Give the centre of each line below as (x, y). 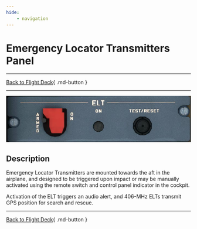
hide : (13, 12)
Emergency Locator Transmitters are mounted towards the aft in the (88, 173)
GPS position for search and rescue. (50, 203)
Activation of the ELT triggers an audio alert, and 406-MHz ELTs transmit (94, 197)
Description (28, 158)
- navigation (33, 18)
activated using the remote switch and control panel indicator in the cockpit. (98, 185)
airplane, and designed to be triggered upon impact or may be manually (93, 179)
